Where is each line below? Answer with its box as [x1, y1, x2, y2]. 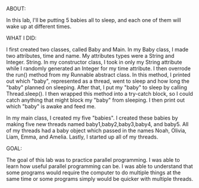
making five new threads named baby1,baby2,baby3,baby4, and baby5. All [6, 121, 189, 127]
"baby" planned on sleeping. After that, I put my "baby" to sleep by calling [6, 84, 187, 91]
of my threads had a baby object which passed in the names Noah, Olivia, [6, 127, 187, 134]
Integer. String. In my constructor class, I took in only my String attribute [6, 59, 182, 65]
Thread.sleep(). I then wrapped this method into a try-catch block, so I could [6, 90, 193, 97]
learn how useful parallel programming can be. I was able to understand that [6, 163, 193, 170]
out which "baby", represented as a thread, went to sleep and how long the [6, 77, 190, 84]
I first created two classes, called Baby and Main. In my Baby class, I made [6, 46, 189, 53]
